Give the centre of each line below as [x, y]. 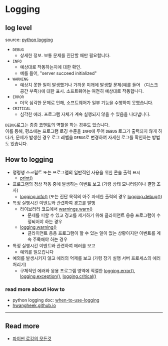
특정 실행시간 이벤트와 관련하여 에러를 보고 [54, 245]
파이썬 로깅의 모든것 [32, 338]
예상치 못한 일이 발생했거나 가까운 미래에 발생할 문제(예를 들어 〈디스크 [89, 85]
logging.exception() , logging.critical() [58, 276]
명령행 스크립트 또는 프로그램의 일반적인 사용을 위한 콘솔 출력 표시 [76, 172]
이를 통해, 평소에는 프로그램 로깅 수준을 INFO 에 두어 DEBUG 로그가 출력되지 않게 [81, 131]
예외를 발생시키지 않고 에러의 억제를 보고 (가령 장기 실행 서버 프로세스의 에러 [86, 258]
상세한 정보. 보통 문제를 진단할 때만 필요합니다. [65, 55]
